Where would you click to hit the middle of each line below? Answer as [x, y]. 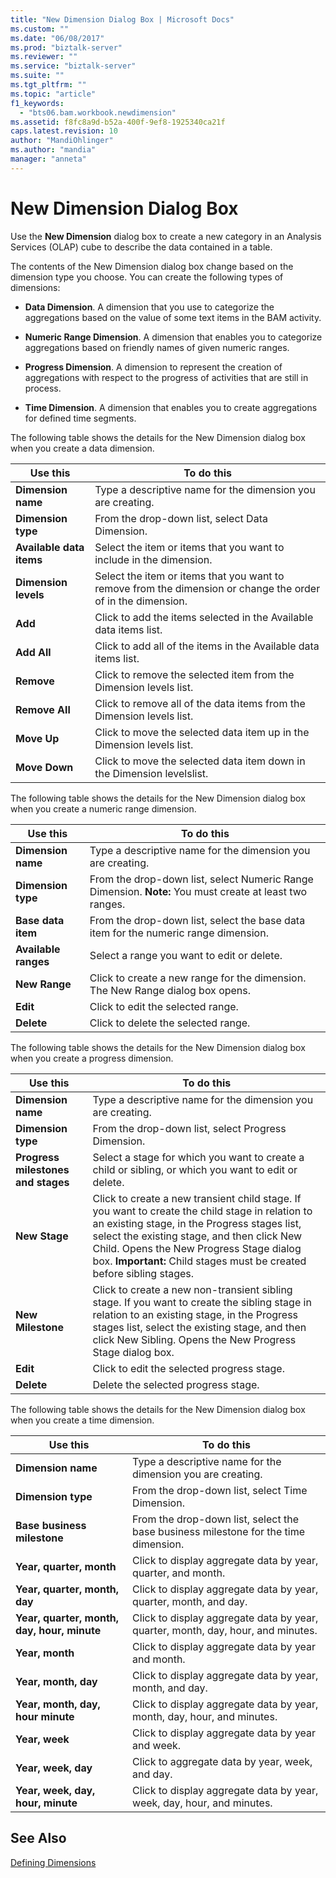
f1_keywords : [37, 103]
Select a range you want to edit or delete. [186, 955]
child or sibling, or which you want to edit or [195, 1169]
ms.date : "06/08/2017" [57, 38]
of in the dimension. [141, 601]
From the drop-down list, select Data [181, 518]
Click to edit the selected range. [164, 1006]
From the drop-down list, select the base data [197, 920]
